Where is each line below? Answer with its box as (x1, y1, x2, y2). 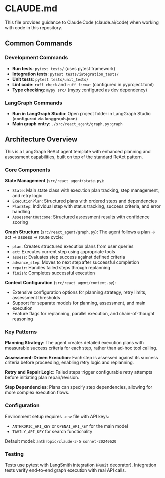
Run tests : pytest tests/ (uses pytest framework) (12, 65, 116, 71)
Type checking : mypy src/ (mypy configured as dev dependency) (12, 87, 148, 93)
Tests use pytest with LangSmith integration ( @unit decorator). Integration (5, 462, 157, 468)
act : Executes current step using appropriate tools (12, 249, 115, 255)
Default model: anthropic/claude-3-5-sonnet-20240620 (5, 438, 117, 444)
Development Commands (5, 54, 68, 61)
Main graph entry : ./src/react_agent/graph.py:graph (12, 120, 123, 127)
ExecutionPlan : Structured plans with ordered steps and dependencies (12, 198, 157, 204)
